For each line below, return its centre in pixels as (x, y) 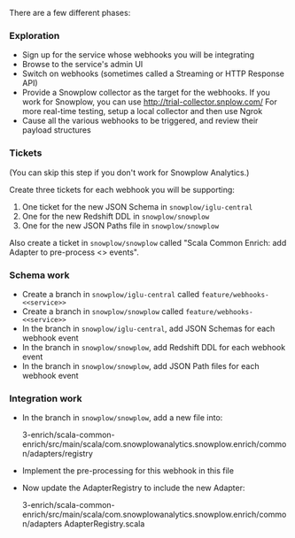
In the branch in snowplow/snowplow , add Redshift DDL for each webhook (154, 347)
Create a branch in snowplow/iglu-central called (111, 294)
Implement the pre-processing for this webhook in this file (128, 471)
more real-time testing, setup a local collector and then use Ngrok (142, 111)
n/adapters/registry (57, 454)
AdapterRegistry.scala (105, 524)
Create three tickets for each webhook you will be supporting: (122, 189)
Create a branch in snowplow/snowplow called (103, 311)
